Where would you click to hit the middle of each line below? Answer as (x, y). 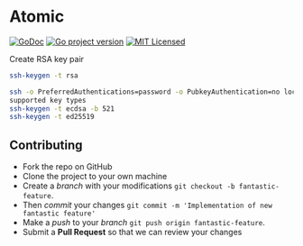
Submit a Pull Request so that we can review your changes (132, 232)
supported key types (48, 100)
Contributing (46, 145)
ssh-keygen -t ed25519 (52, 117)
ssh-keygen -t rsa (44, 75)
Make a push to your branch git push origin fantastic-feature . (144, 223)
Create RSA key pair (46, 59)
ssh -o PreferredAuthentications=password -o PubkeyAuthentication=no (145, 92)
